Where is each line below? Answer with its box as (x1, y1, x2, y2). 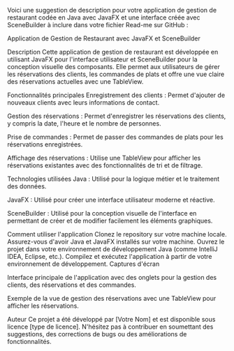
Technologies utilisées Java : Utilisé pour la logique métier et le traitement (7, 174, 220, 183)
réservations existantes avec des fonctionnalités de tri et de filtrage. (7, 161, 203, 170)
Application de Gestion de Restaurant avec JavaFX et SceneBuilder (7, 34, 201, 43)
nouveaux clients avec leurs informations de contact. (7, 98, 160, 107)
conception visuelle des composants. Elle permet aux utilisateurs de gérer (7, 63, 220, 70)
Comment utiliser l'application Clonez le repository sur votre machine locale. (7, 230, 227, 238)
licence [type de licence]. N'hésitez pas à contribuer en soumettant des (7, 322, 214, 331)
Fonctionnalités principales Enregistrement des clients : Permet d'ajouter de (7, 91, 226, 99)
